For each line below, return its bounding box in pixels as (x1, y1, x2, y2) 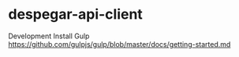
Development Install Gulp (8, 31, 90, 41)
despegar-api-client (8, 5, 144, 23)
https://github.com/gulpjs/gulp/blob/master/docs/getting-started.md (8, 39, 231, 48)
